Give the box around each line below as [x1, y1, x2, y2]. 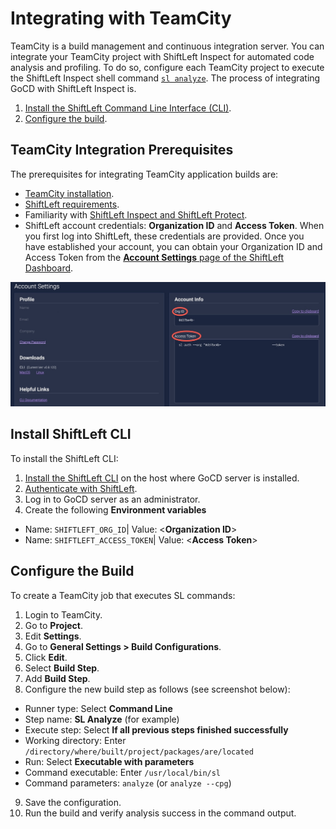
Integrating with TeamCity [10, 7, 232, 30]
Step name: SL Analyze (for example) [24, 713, 180, 725]
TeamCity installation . [24, 187, 115, 199]
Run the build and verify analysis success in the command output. [24, 807, 297, 819]
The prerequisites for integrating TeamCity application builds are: [10, 168, 279, 180]
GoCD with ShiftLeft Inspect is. [10, 82, 137, 94]
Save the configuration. [24, 796, 122, 808]
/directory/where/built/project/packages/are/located [24, 747, 254, 757]
